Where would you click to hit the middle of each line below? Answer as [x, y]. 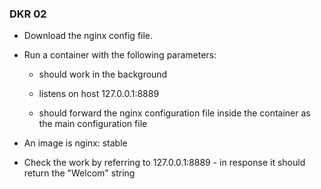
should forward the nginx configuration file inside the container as [174, 113]
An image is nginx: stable [75, 143]
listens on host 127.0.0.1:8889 [99, 94]
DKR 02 [28, 14]
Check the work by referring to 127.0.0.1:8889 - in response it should [164, 163]
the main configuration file [93, 124]
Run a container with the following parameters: [120, 55]
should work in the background [103, 74]
